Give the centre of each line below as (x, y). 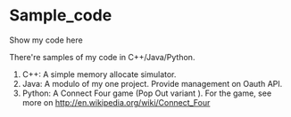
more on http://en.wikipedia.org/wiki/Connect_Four (116, 102)
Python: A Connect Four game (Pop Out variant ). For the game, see (147, 93)
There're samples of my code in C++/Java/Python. (102, 57)
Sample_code (61, 16)
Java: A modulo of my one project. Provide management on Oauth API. (152, 83)
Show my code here (46, 40)
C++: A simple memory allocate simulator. (99, 74)
